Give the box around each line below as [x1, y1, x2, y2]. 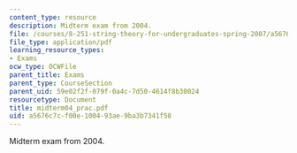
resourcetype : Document [9, 95, 97, 104]
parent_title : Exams [9, 71, 86, 80]
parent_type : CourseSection [9, 79, 113, 88]
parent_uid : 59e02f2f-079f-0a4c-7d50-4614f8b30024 [9, 87, 200, 96]
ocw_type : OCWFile [9, 63, 77, 72]
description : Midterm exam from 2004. [9, 21, 152, 30]
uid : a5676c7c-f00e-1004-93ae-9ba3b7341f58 [9, 111, 172, 120]
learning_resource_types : [9, 46, 104, 55]
